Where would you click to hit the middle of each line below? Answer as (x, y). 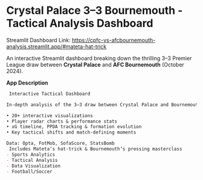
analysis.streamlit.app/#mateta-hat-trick (56, 47)
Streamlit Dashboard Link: (38, 40)
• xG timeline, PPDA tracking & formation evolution (74, 127)
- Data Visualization (34, 166)
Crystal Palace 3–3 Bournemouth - (95, 11)
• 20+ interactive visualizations (50, 115)
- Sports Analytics (31, 155)
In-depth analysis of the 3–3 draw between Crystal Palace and (88, 104)
